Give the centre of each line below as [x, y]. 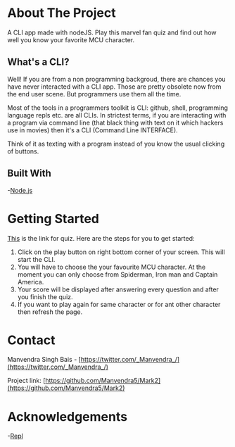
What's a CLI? [38, 62]
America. [31, 282]
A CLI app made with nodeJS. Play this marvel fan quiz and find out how [112, 32]
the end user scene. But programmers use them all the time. [94, 94]
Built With [29, 174]
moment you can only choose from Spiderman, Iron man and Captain [118, 274]
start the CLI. [36, 259]
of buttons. [23, 151]
